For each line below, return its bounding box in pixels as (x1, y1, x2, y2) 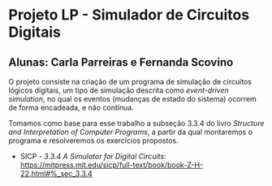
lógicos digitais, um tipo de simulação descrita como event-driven (8, 85, 229, 95)
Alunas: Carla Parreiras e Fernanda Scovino (8, 55, 234, 69)
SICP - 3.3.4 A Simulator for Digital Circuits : (19, 152, 166, 161)
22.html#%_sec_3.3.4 (19, 169, 93, 178)
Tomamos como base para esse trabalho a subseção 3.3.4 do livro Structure (8, 119, 265, 128)
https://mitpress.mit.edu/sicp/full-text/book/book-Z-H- (19, 160, 204, 170)
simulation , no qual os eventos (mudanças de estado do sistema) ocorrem (8, 94, 257, 103)
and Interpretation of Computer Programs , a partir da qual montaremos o (8, 128, 253, 136)
